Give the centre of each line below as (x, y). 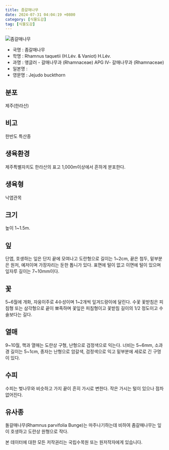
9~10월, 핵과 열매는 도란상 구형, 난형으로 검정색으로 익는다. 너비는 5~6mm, (79, 345)
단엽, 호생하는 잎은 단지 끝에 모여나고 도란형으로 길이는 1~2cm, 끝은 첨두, (77, 259)
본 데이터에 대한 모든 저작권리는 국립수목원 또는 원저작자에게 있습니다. (74, 442)
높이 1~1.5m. (18, 228)
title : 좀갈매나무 (22, 10)
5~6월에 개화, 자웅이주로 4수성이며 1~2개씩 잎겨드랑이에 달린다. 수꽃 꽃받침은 (82, 302)
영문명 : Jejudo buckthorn (39, 75)
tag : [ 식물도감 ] (20, 24)
